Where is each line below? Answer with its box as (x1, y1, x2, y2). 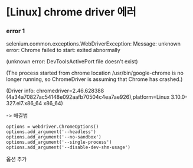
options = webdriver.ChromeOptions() (6, 124, 99, 130)
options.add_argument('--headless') (6, 129, 96, 135)
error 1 (6, 27, 25, 35)
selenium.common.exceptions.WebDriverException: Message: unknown (6, 40, 181, 47)
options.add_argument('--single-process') (6, 140, 112, 146)
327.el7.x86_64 (6, 100, 42, 107)
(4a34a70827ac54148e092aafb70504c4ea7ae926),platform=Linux (6, 93, 170, 101)
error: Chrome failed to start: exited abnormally (6, 47, 121, 54)
